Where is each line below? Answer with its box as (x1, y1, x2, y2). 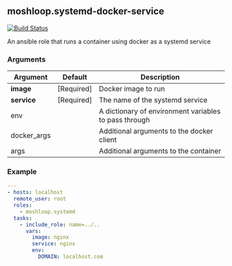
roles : (13, 202, 32, 209)
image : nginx (32, 234, 70, 241)
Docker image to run (99, 84, 166, 94)
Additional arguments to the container (99, 146, 222, 156)
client (99, 135, 117, 144)
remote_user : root (13, 196, 67, 202)
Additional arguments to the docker (99, 126, 213, 136)
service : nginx (32, 240, 76, 247)
